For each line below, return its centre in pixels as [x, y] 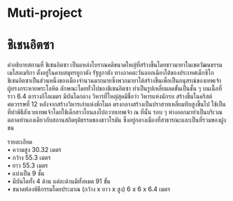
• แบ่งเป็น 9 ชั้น [26, 174]
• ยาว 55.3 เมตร [28, 165]
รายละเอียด [20, 142]
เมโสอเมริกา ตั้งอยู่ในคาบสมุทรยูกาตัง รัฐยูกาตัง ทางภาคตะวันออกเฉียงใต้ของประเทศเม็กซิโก [111, 73]
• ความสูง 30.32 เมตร [34, 150]
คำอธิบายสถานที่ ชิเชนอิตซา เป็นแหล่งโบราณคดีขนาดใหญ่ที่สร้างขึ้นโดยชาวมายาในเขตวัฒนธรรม [115, 65]
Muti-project [45, 13]
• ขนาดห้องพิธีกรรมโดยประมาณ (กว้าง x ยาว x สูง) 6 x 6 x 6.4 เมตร [89, 189]
